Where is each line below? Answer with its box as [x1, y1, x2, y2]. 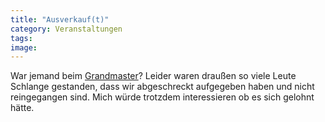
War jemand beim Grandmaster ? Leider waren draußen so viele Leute [10, 70, 297, 82]
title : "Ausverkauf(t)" [10, 14, 110, 25]
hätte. [10, 102, 35, 114]
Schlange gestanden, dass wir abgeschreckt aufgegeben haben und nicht [10, 81, 315, 93]
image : [10, 42, 38, 53]
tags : [10, 33, 33, 43]
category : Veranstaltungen [10, 24, 123, 34]
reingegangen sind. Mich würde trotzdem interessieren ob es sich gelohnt [10, 91, 315, 103]
